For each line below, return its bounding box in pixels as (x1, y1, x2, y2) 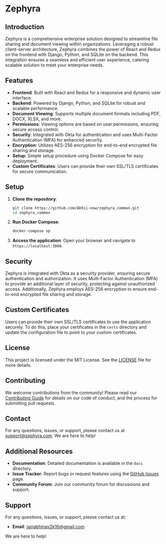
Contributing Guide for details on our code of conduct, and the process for (5, 395, 158, 401)
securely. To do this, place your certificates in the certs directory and (5, 324, 147, 330)
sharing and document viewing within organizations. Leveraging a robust (5, 41, 154, 47)
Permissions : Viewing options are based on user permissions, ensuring (12, 121, 159, 127)
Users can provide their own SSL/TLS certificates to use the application (5, 319, 151, 325)
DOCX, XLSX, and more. (12, 116, 62, 122)
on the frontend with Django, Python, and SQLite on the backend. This (5, 51, 149, 57)
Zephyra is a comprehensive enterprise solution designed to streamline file (5, 36, 158, 42)
